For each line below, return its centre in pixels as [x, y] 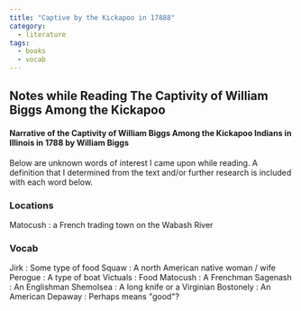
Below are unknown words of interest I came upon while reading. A [134, 162]
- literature [42, 34]
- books [32, 51]
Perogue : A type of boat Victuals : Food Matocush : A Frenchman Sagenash [150, 278]
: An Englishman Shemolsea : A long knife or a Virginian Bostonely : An [140, 287]
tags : [19, 43]
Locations [32, 206]
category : [28, 26]
